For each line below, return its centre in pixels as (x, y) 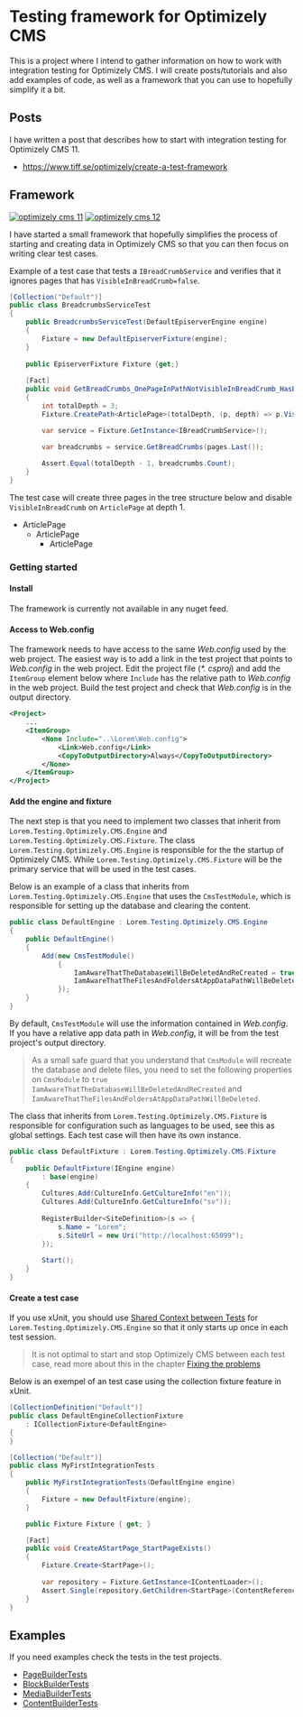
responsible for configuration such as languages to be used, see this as (142, 1125)
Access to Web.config (52, 629)
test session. (33, 1337)
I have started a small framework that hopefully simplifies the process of (143, 234)
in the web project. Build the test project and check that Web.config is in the (150, 688)
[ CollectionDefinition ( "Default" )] (76, 1408)
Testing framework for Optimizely (138, 17)
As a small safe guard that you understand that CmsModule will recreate (161, 1060)
